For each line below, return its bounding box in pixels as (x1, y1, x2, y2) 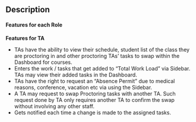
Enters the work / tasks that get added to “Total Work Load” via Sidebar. (14, 65, 191, 72)
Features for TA (5, 34, 45, 41)
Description (5, 5, 50, 15)
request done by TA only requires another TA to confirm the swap (14, 96, 175, 103)
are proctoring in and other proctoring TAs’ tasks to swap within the (14, 52, 180, 59)
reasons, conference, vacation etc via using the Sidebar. (14, 84, 153, 91)
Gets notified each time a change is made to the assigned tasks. (14, 109, 172, 116)
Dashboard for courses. (14, 59, 72, 66)
